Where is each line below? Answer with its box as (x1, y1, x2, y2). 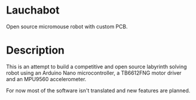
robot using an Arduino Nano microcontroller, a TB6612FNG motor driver (6, 69, 182, 76)
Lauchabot (6, 4, 60, 17)
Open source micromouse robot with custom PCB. (6, 23, 128, 30)
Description (6, 44, 65, 57)
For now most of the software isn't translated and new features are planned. (6, 86, 191, 94)
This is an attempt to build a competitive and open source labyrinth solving (6, 63, 187, 70)
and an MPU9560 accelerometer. (6, 75, 87, 82)
